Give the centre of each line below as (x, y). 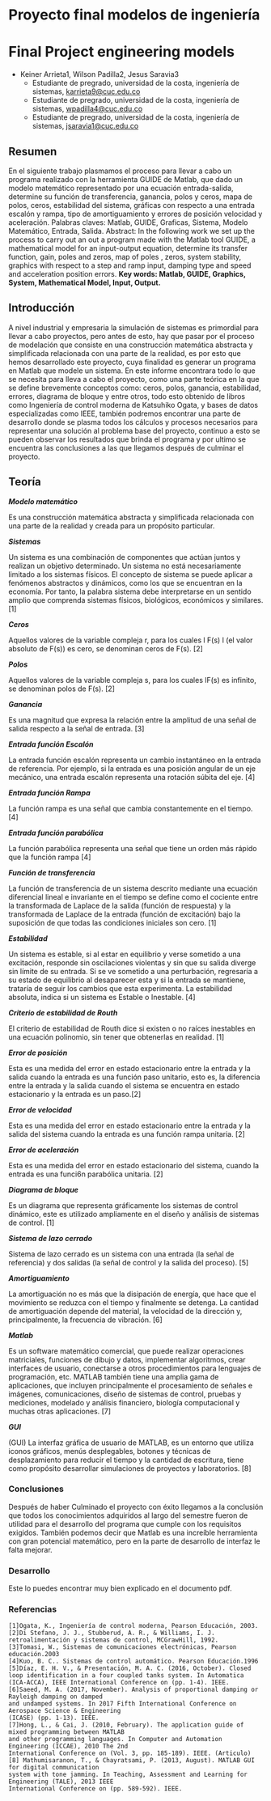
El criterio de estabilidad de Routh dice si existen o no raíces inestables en (132, 1028)
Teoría (25, 482)
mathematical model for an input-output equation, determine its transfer (128, 248)
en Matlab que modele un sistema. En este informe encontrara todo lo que (132, 371)
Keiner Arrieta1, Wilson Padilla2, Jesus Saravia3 (100, 74)
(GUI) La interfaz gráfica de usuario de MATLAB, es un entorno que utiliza (131, 1443)
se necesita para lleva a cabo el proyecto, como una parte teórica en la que (134, 379)
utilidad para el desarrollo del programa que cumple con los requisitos (125, 1523)
